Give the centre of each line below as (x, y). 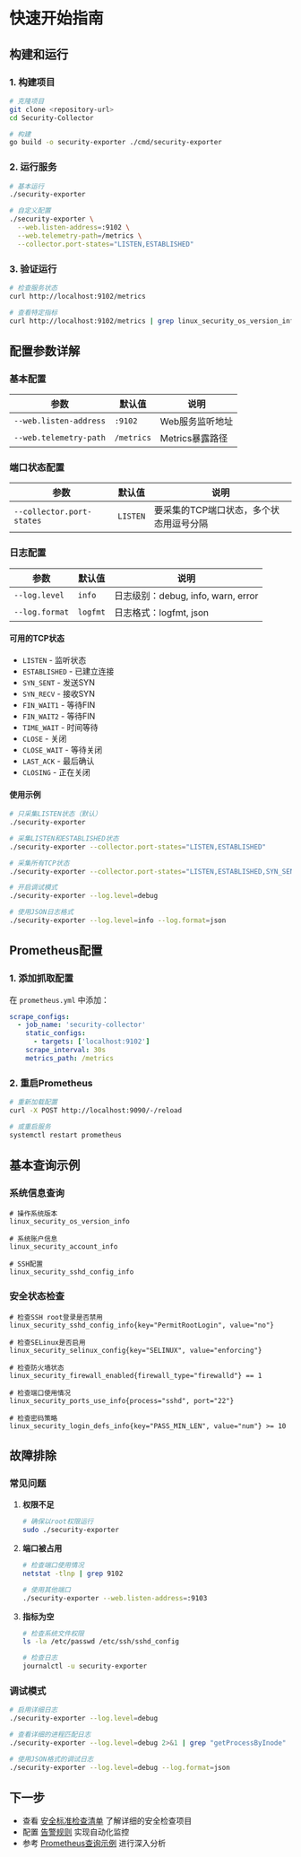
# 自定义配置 (30, 211)
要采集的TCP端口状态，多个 (212, 510)
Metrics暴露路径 (194, 439)
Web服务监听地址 (197, 422)
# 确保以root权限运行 (58, 1521)
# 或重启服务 (30, 1127)
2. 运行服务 (33, 167)
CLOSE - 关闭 (44, 738)
